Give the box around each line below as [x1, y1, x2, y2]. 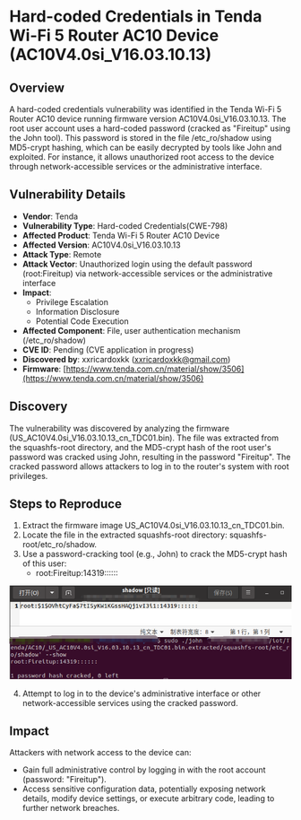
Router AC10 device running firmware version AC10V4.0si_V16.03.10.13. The [9, 114, 287, 124]
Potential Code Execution [35, 316, 130, 327]
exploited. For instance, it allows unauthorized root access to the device [9, 152, 275, 162]
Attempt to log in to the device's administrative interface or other [21, 688, 262, 699]
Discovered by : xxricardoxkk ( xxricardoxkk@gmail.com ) [21, 353, 231, 364]
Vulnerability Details [9, 187, 126, 203]
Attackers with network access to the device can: [9, 747, 192, 758]
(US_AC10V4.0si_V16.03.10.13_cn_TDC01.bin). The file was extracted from [9, 432, 279, 443]
